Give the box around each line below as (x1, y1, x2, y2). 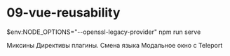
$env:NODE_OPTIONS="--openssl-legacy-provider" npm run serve (6, 28, 201, 36)
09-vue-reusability (6, 5, 121, 21)
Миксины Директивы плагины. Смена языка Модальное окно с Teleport (6, 41, 223, 49)
